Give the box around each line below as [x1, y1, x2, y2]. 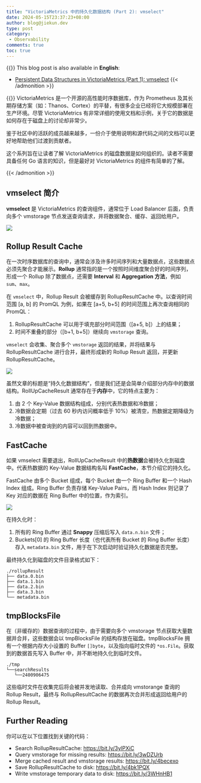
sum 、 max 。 [6, 281, 33, 288]
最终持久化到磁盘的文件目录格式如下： [6, 556, 100, 563]
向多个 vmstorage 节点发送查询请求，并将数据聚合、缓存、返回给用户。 [6, 212, 182, 220]
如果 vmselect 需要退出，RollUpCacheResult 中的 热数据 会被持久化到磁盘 [6, 457, 185, 464]
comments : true [6, 42, 44, 48]
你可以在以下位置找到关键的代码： [6, 732, 90, 739]
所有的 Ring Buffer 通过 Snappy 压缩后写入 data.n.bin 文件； [14, 529, 166, 536]
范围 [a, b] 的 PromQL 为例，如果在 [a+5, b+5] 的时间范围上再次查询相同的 [6, 300, 190, 308]
